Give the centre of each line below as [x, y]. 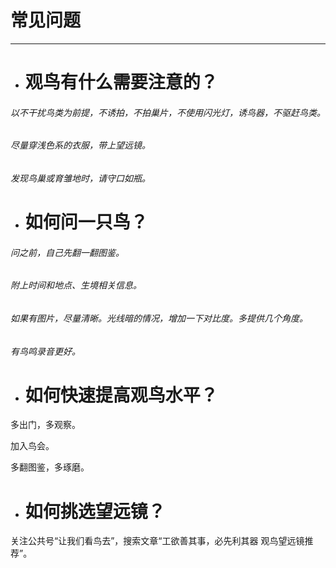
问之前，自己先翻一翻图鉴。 [67, 252]
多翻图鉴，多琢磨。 [50, 467]
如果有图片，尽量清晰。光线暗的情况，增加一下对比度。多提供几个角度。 [159, 318]
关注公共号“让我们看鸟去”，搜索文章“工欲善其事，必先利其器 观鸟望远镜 [157, 541]
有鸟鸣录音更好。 [45, 351]
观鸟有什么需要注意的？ [121, 82]
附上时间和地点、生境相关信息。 [76, 285]
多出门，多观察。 [45, 425]
